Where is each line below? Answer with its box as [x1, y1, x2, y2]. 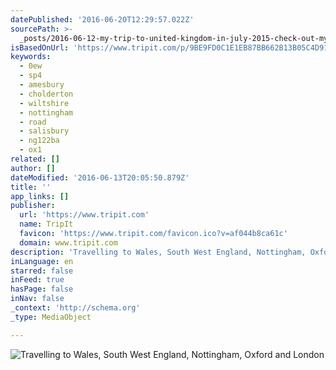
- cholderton [19, 89, 74, 99]
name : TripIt [19, 219, 74, 230]
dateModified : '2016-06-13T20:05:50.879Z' [10, 172, 190, 183]
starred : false [10, 266, 74, 276]
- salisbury [19, 126, 70, 136]
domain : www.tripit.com [19, 237, 118, 248]
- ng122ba [19, 136, 60, 146]
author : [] [10, 163, 56, 173]
